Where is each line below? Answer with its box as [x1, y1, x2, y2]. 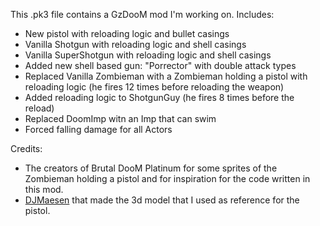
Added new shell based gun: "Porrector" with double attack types [24, 60, 297, 71]
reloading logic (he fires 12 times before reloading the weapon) [24, 81, 285, 93]
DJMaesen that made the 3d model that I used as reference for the [24, 194, 300, 206]
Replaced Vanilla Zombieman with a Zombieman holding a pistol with [24, 70, 308, 82]
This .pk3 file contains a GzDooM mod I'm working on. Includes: [10, 9, 275, 20]
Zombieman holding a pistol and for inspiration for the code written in [24, 173, 311, 184]
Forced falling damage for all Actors [24, 124, 173, 135]
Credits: [10, 143, 43, 154]
